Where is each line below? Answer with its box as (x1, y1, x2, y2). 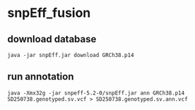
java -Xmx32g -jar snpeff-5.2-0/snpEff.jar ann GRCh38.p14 (7, 90, 185, 97)
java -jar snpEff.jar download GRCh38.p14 (7, 51, 134, 59)
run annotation (7, 71, 74, 82)
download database (7, 33, 97, 45)
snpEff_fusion (7, 5, 91, 21)
